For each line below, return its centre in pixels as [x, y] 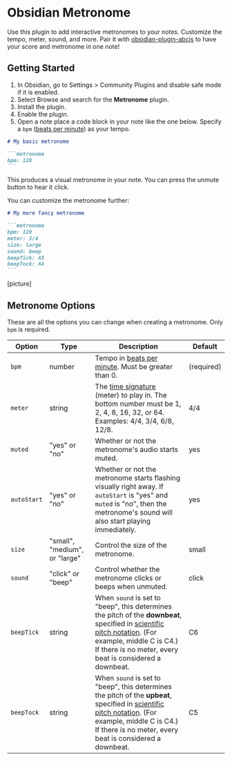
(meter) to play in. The [131, 395]
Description [138, 346]
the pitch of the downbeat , [138, 615]
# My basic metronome [38, 141]
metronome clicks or [128, 577]
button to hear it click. [38, 187]
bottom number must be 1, [138, 404]
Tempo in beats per [126, 358]
